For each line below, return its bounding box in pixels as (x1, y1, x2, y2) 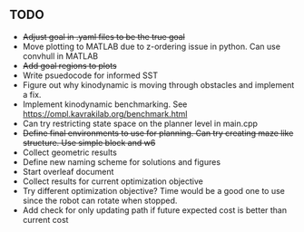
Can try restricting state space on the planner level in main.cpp (22, 118, 259, 129)
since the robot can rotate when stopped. (22, 195, 178, 206)
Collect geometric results (22, 147, 118, 158)
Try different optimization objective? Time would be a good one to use (22, 185, 286, 196)
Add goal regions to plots (22, 60, 117, 71)
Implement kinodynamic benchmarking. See (22, 99, 188, 110)
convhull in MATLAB (22, 50, 98, 62)
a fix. (22, 89, 42, 100)
